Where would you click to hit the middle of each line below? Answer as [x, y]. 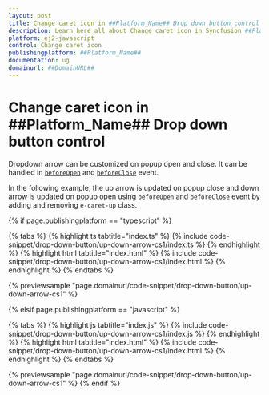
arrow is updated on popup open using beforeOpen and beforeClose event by [134, 196]
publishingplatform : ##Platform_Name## [75, 53]
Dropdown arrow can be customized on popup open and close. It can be [128, 163]
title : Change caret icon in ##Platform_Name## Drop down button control [134, 23]
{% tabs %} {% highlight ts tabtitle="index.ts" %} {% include [108, 236]
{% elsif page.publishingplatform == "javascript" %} [94, 309]
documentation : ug [39, 61]
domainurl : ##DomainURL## [51, 68]
